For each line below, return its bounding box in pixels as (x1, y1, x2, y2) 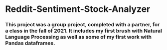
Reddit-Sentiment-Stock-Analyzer (5, 3, 151, 15)
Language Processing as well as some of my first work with (5, 34, 152, 41)
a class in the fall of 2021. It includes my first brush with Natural (5, 27, 162, 34)
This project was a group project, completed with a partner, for (5, 21, 160, 28)
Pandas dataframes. (5, 40, 56, 47)
